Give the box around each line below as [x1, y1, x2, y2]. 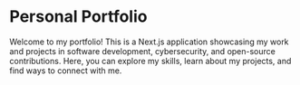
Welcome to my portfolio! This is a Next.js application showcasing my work [9, 36, 289, 47]
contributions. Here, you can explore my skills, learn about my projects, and [9, 55, 292, 66]
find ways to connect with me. [9, 65, 122, 76]
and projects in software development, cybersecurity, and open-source [9, 45, 276, 56]
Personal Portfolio [9, 6, 148, 27]
